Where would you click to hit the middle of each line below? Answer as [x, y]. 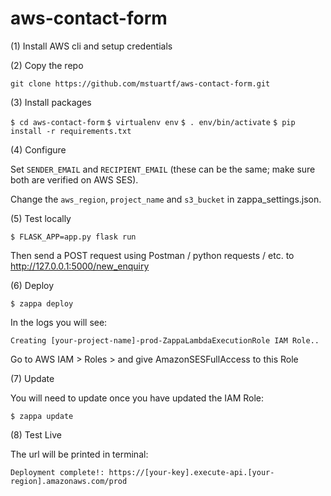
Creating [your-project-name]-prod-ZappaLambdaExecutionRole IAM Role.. [165, 340]
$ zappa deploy [42, 303]
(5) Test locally [41, 218]
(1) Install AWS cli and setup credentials [91, 46]
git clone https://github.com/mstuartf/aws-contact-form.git [140, 83]
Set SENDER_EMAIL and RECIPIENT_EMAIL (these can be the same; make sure [163, 169]
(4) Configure [38, 149]
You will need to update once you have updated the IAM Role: [137, 398]
